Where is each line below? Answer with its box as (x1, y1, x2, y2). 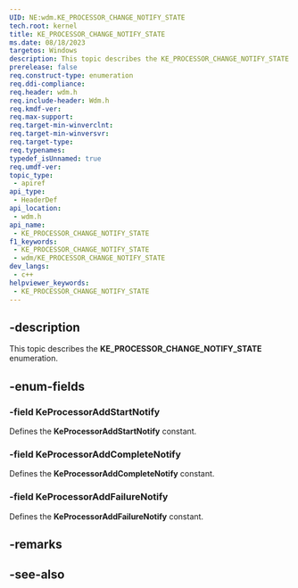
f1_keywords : (9, 237, 58, 246)
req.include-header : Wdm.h (9, 95, 110, 105)
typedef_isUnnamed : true (9, 153, 102, 163)
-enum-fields (9, 378, 85, 393)
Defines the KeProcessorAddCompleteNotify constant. (9, 468, 215, 479)
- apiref (12, 179, 46, 188)
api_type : (9, 187, 46, 196)
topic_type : (9, 170, 54, 179)
